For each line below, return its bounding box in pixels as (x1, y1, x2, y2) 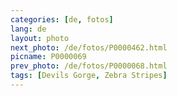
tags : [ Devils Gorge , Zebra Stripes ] (10, 71, 168, 81)
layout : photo (10, 33, 70, 43)
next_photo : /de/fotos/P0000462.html (10, 42, 168, 53)
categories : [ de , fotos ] (10, 14, 114, 25)
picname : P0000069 (10, 52, 87, 62)
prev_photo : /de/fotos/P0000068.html (10, 61, 168, 71)
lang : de (10, 24, 47, 34)
